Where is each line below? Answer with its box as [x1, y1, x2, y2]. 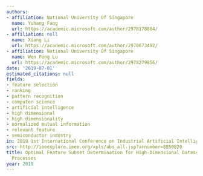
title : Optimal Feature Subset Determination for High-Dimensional [6, 149, 180, 155]
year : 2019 [6, 161, 34, 167]
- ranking [6, 88, 31, 94]
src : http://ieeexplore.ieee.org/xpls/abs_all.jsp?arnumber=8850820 [6, 143, 182, 150]
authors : [6, 8, 28, 15]
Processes [11, 155, 36, 161]
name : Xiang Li [11, 37, 50, 43]
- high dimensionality [6, 116, 63, 122]
